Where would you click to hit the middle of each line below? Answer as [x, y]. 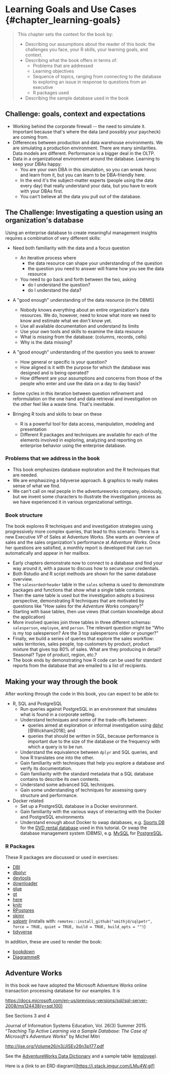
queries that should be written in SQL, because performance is [93, 736]
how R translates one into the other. [57, 757]
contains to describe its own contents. [60, 779]
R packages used [51, 92]
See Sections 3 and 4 [28, 1016]
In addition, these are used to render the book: [54, 942]
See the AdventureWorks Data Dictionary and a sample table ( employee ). [81, 1056]
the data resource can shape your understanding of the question [95, 263]
